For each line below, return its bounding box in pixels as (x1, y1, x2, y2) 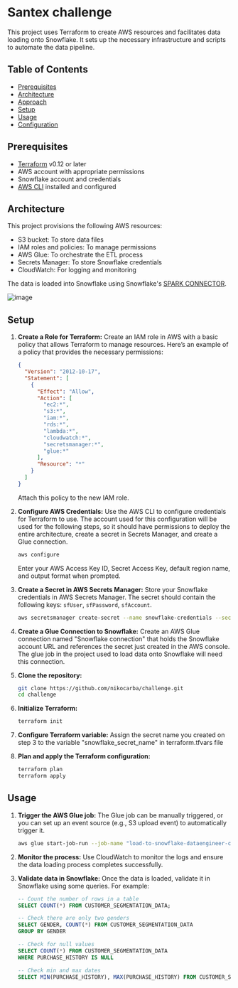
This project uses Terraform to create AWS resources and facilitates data (7, 28, 221, 36)
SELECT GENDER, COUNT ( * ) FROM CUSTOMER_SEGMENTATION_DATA (17, 921, 193, 928)
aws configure (17, 551, 60, 558)
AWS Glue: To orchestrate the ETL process (17, 250, 144, 259)
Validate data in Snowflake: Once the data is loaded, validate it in (17, 874, 211, 882)
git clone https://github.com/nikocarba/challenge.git (17, 684, 184, 692)
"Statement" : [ (24, 375, 70, 382)
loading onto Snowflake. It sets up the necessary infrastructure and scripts (7, 35, 226, 43)
